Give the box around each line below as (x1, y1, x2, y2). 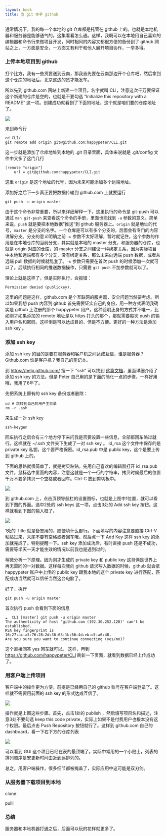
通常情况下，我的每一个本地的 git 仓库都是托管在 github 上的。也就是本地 (5, 26, 154, 32)
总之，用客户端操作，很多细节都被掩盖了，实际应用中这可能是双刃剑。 (5, 765, 148, 771)
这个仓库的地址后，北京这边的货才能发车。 (5, 76, 92, 82)
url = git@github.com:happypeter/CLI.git (14, 169, 100, 174)
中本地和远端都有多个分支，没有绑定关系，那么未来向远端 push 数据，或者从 (5, 252, 161, 258)
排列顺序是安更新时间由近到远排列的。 (5, 755, 83, 761)
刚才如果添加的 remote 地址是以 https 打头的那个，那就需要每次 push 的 (9, 313, 156, 319)
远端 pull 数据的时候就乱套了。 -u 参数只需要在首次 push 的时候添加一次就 (5, 258, 155, 264)
